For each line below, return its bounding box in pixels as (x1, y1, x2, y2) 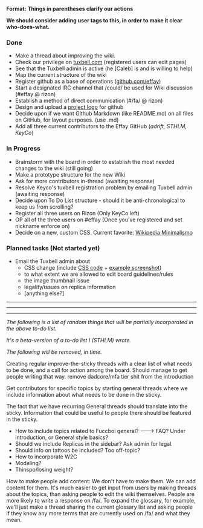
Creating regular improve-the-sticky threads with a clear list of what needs (6, 360, 192, 367)
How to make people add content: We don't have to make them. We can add (6, 477, 196, 484)
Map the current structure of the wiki (14, 71, 107, 79)
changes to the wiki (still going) (14, 165, 94, 172)
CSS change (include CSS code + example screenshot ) (24, 264, 162, 271)
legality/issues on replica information (24, 283, 116, 290)
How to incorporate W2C (14, 453, 77, 460)
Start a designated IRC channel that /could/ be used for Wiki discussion (14, 84, 193, 91)
